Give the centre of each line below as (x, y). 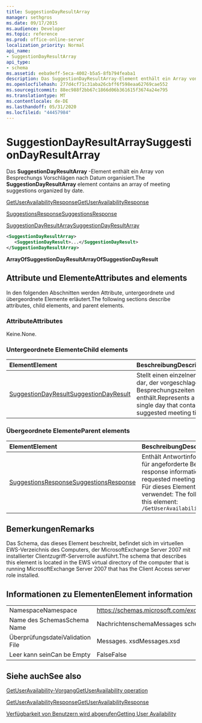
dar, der (148, 383)
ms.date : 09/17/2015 (32, 23)
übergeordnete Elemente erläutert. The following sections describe (88, 299)
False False (112, 654)
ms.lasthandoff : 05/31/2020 (41, 107)
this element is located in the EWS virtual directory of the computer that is (98, 563)
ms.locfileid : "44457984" (38, 112)
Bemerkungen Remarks (50, 529)
